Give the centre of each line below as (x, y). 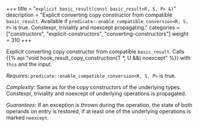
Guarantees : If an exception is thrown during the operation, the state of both (99, 105)
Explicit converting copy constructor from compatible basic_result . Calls (95, 52)
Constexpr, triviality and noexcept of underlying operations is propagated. (96, 93)
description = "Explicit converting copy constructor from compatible (90, 15)
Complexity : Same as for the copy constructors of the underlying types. (94, 87)
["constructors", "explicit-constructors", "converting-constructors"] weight (97, 34)
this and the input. (29, 64)
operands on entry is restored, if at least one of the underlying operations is (99, 111)
